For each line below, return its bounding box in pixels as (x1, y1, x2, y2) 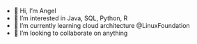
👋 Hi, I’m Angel (13, 7, 57, 15)
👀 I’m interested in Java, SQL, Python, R (13, 14, 128, 22)
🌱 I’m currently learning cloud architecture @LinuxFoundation (13, 22, 190, 29)
